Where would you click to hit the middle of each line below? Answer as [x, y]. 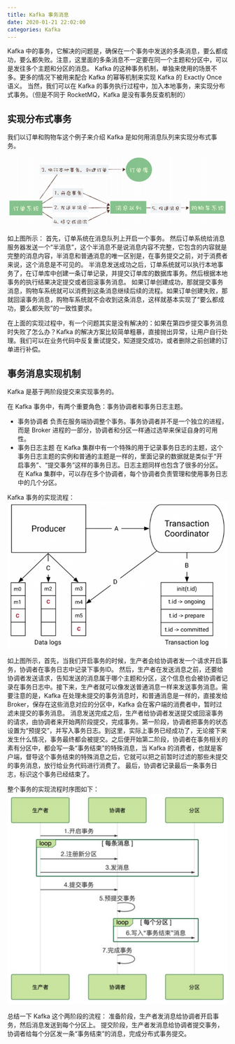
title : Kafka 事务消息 [38, 15]
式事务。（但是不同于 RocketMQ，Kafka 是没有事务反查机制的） [98, 95]
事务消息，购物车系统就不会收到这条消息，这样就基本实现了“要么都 [122, 300]
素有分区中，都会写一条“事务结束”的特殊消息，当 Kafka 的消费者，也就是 [112, 748]
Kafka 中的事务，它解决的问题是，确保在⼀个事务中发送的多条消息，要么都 [114, 51]
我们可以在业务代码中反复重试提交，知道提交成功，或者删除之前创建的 [120, 341]
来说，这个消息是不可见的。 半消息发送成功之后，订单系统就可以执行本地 [112, 265]
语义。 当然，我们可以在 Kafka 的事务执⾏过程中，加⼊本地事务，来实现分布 [116, 86]
